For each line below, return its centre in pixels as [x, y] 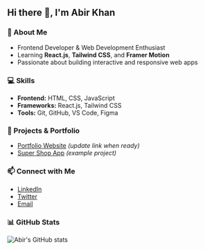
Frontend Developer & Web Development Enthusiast [91, 47]
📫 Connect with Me [41, 171]
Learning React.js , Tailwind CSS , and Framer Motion [93, 55]
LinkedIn [29, 189]
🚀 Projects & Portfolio [44, 131]
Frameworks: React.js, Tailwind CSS [69, 105]
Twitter [27, 196]
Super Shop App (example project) [66, 153]
